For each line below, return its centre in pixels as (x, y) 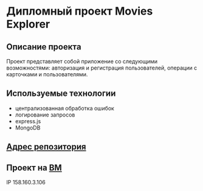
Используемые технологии (61, 94)
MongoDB (28, 128)
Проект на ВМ (34, 168)
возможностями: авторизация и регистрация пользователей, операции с (102, 68)
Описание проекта (44, 47)
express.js (28, 121)
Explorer (28, 24)
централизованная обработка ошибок (64, 108)
